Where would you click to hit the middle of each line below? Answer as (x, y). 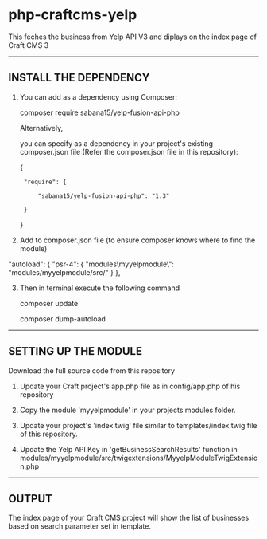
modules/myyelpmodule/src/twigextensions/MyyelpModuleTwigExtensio (139, 458)
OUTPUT (31, 499)
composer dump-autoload (62, 319)
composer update (49, 303)
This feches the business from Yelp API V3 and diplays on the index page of (132, 37)
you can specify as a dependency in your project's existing (116, 143)
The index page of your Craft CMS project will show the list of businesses (129, 518)
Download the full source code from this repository (92, 370)
